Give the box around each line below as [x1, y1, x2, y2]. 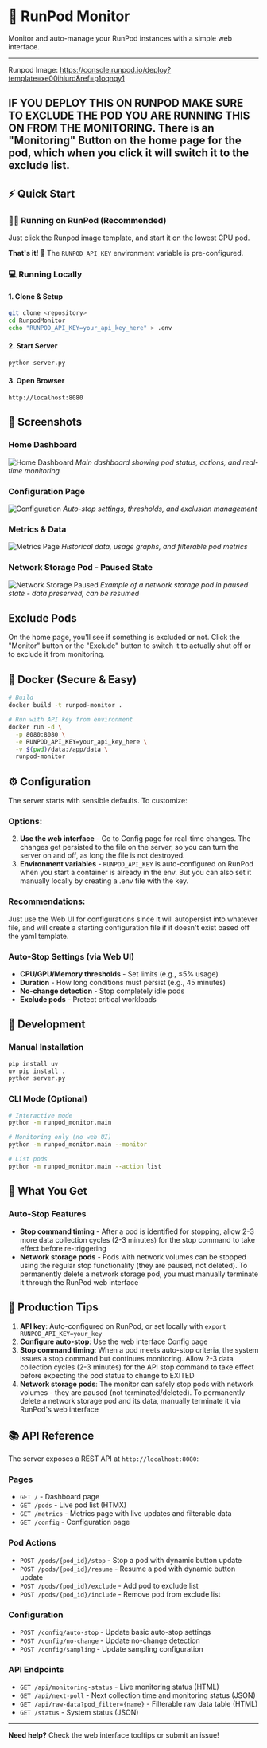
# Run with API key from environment [8, 716, 133, 724]
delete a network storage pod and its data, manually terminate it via [19, 1396, 241, 1406]
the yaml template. [8, 931, 69, 941]
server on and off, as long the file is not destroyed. [19, 850, 185, 860]
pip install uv [8, 1059, 59, 1067]
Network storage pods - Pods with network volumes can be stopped [19, 1251, 246, 1262]
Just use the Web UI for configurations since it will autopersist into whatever [8, 914, 258, 924]
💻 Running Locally [8, 269, 83, 280]
